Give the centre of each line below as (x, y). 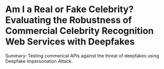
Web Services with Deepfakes (70, 42)
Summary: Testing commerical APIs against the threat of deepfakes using (82, 56)
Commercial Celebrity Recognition (79, 31)
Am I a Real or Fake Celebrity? (70, 9)
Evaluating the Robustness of (69, 20)
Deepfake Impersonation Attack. (39, 61)
